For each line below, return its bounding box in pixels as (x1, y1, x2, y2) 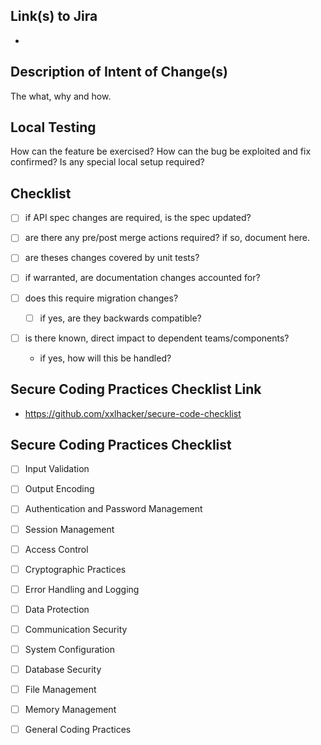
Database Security (24, 663, 102, 675)
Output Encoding (24, 483, 95, 495)
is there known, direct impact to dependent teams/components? (24, 332, 290, 344)
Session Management (24, 523, 115, 535)
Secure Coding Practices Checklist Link (10, 381, 262, 398)
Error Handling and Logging (24, 583, 140, 595)
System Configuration (24, 643, 115, 655)
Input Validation (24, 463, 90, 475)
